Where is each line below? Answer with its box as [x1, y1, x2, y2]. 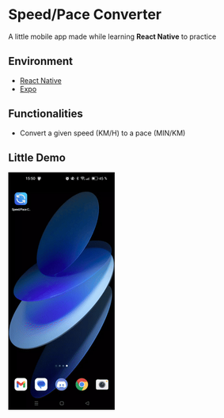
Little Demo [8, 150, 66, 164]
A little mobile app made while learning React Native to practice [8, 32, 217, 41]
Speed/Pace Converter [8, 6, 162, 24]
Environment [8, 55, 74, 68]
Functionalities [8, 107, 83, 120]
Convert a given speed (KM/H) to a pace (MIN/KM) [19, 128, 186, 138]
